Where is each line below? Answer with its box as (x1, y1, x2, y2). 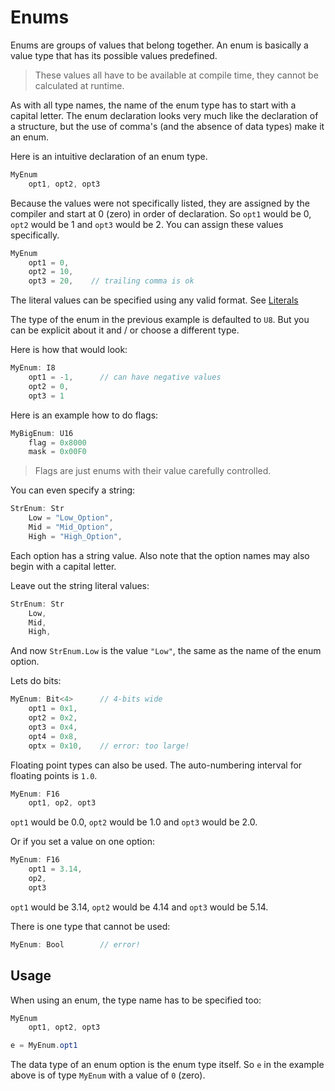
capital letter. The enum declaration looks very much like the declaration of (10, 109, 319, 121)
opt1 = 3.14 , (28, 864, 83, 875)
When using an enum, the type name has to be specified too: (10, 994, 262, 1006)
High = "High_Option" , (28, 531, 123, 541)
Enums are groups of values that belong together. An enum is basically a (10, 39, 309, 51)
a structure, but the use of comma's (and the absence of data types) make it (10, 120, 325, 132)
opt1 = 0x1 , (28, 704, 78, 714)
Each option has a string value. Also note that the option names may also (10, 549, 310, 561)
